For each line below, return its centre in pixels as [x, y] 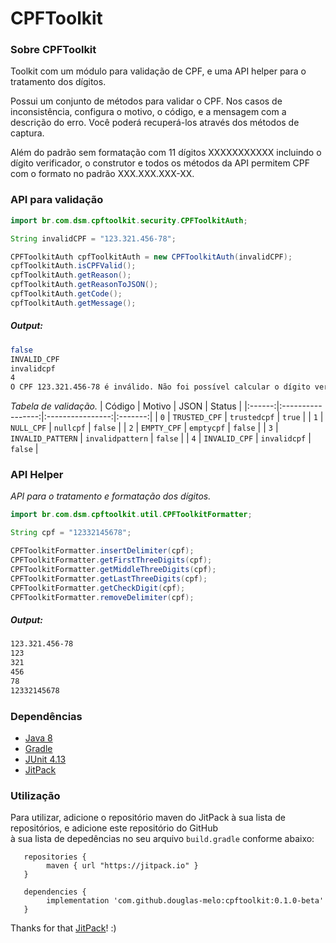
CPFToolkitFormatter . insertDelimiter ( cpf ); [102, 551]
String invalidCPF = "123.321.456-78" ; [93, 238]
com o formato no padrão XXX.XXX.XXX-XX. [102, 174]
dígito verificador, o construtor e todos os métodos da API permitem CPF [160, 163]
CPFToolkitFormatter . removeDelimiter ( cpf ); [102, 597]
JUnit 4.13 [45, 759]
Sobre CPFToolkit [53, 50]
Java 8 [38, 738]
